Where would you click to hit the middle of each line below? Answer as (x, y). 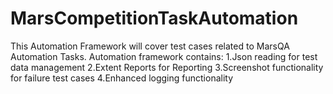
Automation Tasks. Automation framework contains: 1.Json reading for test (164, 56)
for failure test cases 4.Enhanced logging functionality (122, 78)
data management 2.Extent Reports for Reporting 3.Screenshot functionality (167, 67)
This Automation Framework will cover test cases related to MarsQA (150, 46)
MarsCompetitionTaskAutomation (154, 18)
